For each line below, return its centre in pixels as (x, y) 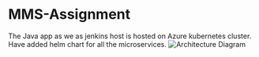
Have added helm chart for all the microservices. (88, 44)
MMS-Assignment (69, 14)
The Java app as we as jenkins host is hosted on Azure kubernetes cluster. (130, 36)
